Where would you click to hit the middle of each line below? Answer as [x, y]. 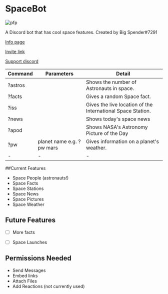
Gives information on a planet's [122, 141]
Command [20, 73]
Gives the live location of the [119, 104]
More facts [23, 232]
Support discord [22, 61]
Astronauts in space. [110, 88]
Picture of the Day [107, 133]
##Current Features [25, 168]
